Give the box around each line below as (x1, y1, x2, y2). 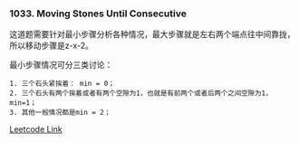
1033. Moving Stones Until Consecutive (9, 7, 188, 20)
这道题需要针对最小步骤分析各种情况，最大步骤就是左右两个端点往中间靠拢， (9, 29, 295, 40)
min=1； (9, 99, 37, 108)
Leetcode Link (9, 124, 63, 135)
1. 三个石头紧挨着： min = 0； (9, 80, 115, 89)
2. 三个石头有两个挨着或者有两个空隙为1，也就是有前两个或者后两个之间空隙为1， (9, 89, 273, 98)
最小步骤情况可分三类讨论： (9, 60, 113, 71)
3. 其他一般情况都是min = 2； (9, 108, 111, 118)
